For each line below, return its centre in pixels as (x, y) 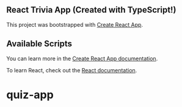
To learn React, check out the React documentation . (72, 70)
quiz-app (30, 95)
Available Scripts (39, 44)
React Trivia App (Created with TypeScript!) (91, 10)
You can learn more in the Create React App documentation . (82, 58)
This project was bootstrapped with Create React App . (75, 24)
